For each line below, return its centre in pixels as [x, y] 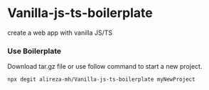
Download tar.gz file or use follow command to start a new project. [105, 67]
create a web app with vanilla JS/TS [60, 33]
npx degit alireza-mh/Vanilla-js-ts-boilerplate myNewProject [101, 79]
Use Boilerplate [34, 51]
